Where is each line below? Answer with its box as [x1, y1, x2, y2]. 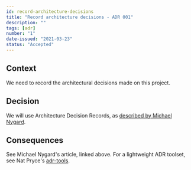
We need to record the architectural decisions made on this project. [6, 79, 170, 86]
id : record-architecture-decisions [6, 8, 94, 15]
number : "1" [6, 31, 35, 37]
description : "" [6, 19, 46, 25]
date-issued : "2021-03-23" [6, 36, 73, 42]
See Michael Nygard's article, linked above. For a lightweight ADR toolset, [6, 151, 186, 158]
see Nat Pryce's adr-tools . [6, 157, 70, 164]
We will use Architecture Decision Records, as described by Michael [6, 112, 173, 119]
